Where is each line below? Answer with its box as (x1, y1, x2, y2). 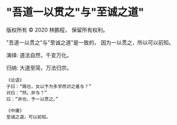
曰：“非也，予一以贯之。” (6, 96, 58, 102)
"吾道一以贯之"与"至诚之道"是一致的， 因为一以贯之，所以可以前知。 (6, 39, 175, 46)
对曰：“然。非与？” (6, 90, 48, 96)
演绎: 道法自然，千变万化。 (6, 51, 72, 58)
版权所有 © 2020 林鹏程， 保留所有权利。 (6, 26, 108, 33)
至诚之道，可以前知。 (6, 114, 51, 120)
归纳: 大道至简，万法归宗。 (6, 64, 72, 71)
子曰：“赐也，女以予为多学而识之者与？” (6, 83, 92, 89)
